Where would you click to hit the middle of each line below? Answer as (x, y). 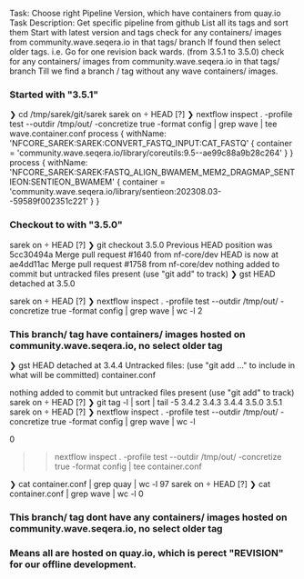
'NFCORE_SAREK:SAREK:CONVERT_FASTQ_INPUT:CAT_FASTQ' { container (151, 144)
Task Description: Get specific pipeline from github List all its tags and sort (149, 23)
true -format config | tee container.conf (128, 466)
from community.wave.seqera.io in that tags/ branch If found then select (145, 42)
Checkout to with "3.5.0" (66, 225)
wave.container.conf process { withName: (88, 134)
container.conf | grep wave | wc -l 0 (76, 494)
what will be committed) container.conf (83, 374)
